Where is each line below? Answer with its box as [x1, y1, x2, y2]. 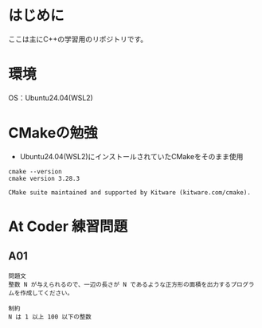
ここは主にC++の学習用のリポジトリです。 [8, 34, 148, 44]
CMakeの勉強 [8, 124, 98, 143]
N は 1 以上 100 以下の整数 [8, 313, 92, 321]
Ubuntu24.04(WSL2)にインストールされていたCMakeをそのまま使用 [19, 151, 244, 161]
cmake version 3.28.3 [8, 174, 80, 182]
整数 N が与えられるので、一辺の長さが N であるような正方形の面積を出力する [8, 280, 231, 288]
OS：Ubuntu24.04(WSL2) [8, 92, 93, 103]
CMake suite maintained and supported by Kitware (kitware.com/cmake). [8, 188, 251, 197]
